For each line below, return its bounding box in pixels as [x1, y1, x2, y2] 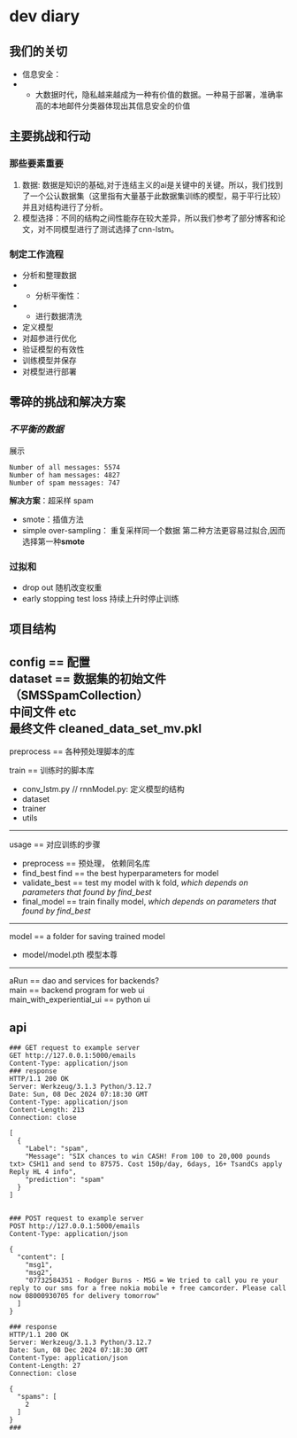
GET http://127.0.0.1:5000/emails [9, 1051, 137, 1060]
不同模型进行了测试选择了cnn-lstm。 [45, 223, 179, 234]
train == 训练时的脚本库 [9, 765, 95, 776]
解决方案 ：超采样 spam [9, 494, 95, 506]
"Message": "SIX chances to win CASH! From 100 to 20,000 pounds [25, 1152, 271, 1161]
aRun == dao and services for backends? [9, 976, 159, 986]
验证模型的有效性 [21, 344, 85, 354]
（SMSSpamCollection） [9, 688, 148, 703]
